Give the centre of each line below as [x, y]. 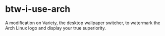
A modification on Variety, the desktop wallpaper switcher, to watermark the [83, 23]
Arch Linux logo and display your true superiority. [55, 28]
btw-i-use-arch [38, 9]
